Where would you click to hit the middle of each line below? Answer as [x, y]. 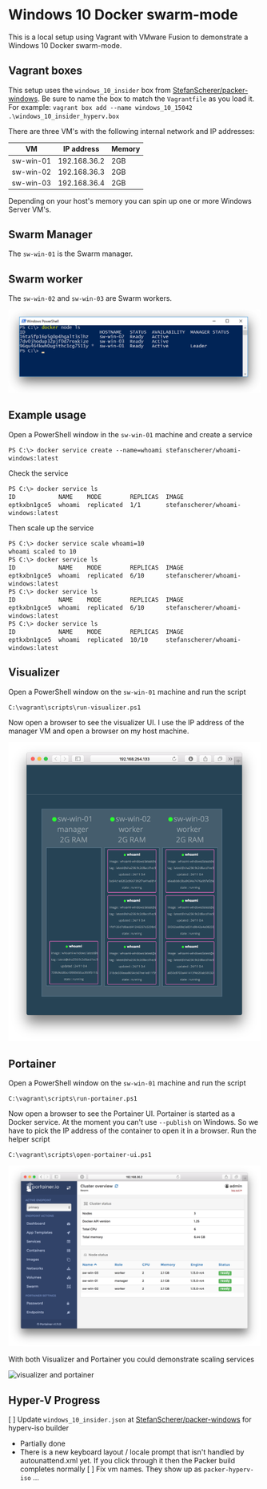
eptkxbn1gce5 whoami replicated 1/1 [75, 505]
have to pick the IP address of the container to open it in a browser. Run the [133, 1131]
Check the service [38, 473]
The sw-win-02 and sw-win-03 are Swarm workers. [90, 298]
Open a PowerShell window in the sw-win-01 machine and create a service [131, 434]
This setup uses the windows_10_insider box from [90, 90]
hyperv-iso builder [39, 1428]
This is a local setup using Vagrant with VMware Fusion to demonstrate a [128, 37]
